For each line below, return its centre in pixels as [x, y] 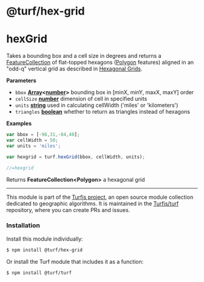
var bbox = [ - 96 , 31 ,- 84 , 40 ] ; [43, 135]
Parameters [21, 81]
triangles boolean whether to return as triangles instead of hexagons [103, 112]
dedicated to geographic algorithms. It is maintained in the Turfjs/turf [93, 203]
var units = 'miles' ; [34, 146]
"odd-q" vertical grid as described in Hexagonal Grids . [74, 69]
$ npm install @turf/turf [39, 273]
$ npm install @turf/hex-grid [45, 250]
